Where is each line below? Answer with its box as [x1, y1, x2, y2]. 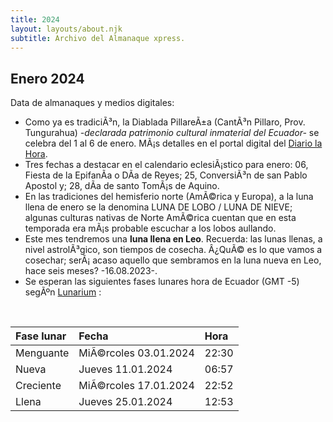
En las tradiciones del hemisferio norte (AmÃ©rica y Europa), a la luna [24, 191, 314, 203]
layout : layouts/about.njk [10, 24, 123, 34]
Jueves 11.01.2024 [78, 362, 173, 376]
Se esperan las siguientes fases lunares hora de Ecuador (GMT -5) [24, 276, 300, 288]
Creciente [15, 379, 62, 393]
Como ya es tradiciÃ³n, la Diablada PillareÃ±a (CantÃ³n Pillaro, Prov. [24, 116, 306, 128]
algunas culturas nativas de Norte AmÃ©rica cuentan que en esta [24, 212, 297, 224]
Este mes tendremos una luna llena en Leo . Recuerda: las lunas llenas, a [24, 233, 323, 245]
